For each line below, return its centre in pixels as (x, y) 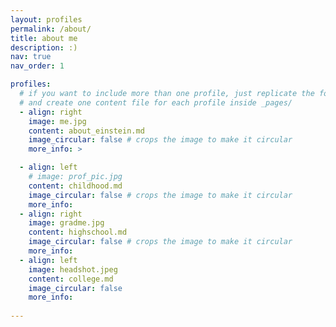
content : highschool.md (78, 232)
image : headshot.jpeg (73, 269)
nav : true (31, 57)
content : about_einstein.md (86, 131)
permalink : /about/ (51, 29)
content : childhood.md (75, 186)
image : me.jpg (57, 121)
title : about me (44, 38)
